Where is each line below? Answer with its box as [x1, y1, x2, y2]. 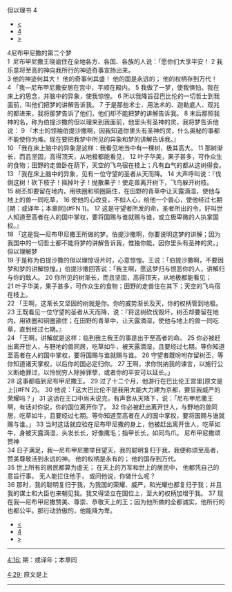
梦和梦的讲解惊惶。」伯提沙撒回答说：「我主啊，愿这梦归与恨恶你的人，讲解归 [7, 265, 225, 273]
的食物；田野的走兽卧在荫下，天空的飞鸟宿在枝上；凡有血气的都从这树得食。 [7, 161, 225, 169]
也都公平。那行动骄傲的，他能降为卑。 [7, 506, 116, 515]
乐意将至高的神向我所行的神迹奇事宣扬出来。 [7, 66, 135, 74]
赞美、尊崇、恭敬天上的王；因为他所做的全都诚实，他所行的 [55, 498, 225, 506]
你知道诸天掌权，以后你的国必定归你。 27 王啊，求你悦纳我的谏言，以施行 [7, 360, 217, 367]
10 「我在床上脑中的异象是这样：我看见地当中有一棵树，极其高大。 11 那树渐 [7, 144, 223, 152]
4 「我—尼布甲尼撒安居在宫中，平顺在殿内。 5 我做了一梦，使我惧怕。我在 [7, 84, 220, 91]
